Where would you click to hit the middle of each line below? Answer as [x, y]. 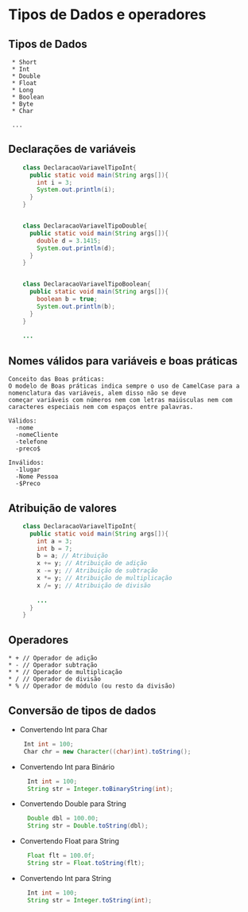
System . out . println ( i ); [76, 190]
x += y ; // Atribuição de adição [92, 563]
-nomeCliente [37, 435]
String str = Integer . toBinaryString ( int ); [100, 789]
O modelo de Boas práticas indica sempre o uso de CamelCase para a [124, 386]
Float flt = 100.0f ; [61, 856]
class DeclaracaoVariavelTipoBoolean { [87, 284]
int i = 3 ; [55, 182]
